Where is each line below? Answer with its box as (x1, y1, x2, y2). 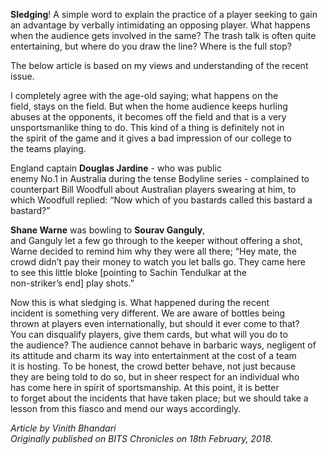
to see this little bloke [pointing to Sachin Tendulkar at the (10, 267, 248, 278)
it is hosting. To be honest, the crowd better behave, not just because (10, 360, 297, 372)
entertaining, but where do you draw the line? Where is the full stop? (10, 40, 292, 52)
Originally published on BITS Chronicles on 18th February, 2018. (10, 433, 273, 444)
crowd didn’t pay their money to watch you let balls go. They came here (10, 256, 306, 268)
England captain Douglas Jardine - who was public (10, 162, 222, 174)
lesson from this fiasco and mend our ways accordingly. (10, 403, 242, 414)
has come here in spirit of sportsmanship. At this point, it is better (10, 382, 280, 393)
